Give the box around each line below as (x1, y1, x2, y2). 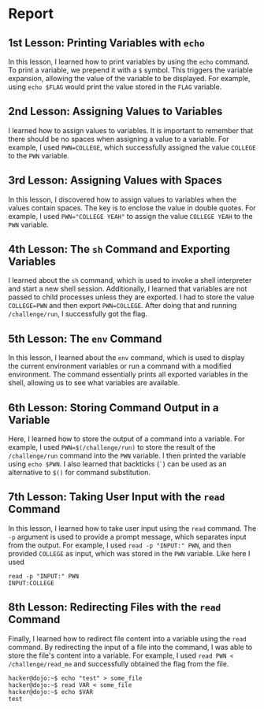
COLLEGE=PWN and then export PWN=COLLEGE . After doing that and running (8, 301, 237, 310)
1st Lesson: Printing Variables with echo (8, 36, 205, 50)
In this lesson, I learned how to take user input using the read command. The (8, 523, 257, 533)
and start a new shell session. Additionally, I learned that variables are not (8, 284, 247, 294)
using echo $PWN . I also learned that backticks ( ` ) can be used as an (8, 459, 227, 469)
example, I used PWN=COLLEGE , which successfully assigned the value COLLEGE (8, 143, 256, 152)
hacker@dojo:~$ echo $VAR (8, 688, 93, 696)
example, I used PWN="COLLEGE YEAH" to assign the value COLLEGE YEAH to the (8, 211, 254, 221)
